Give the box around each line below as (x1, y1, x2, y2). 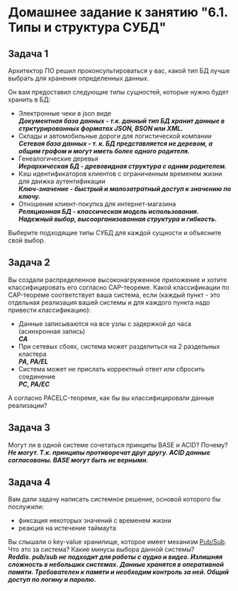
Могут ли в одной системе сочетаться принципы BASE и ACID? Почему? (8, 440, 229, 449)
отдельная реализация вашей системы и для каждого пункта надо (8, 298, 210, 306)
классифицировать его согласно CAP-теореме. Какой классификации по (8, 283, 229, 291)
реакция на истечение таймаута (18, 524, 116, 533)
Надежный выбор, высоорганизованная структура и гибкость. (18, 215, 217, 223)
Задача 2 (8, 256, 50, 269)
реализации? (8, 401, 47, 409)
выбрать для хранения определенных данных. (8, 74, 149, 82)
